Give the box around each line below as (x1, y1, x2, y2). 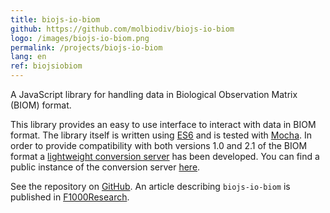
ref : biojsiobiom (10, 61, 83, 71)
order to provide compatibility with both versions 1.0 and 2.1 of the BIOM (10, 140, 308, 151)
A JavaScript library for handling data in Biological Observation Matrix (10, 89, 298, 100)
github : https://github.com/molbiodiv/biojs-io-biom (10, 24, 235, 34)
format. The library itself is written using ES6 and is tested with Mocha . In (10, 129, 313, 141)
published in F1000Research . (10, 191, 130, 203)
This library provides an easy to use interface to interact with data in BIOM (10, 119, 317, 130)
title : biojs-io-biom (10, 14, 101, 25)
